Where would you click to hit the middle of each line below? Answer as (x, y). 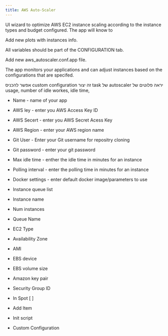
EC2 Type (23, 229)
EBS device (25, 258)
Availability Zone (30, 238)
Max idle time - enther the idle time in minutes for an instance (77, 159)
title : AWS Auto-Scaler (31, 10)
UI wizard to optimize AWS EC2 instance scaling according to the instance (83, 25)
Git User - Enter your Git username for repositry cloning (71, 140)
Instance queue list (33, 189)
